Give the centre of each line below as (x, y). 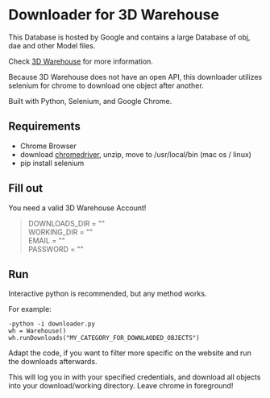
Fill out (26, 188)
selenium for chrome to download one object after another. (106, 85)
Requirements (44, 126)
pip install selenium (52, 163)
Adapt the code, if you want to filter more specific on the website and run (130, 353)
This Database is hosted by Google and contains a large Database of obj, (129, 37)
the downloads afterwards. (53, 362)
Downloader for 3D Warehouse (114, 15)
